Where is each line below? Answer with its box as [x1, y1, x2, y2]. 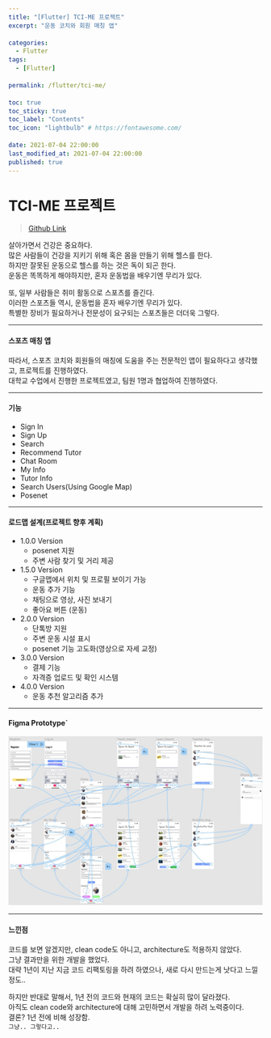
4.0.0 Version [19, 682, 65, 692]
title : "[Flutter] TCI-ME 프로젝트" [8, 13, 125, 21]
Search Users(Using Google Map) [19, 481, 133, 491]
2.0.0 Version [19, 614, 65, 624]
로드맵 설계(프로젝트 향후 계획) [8, 518, 103, 527]
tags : [8, 56, 27, 64]
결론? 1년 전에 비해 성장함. [8, 1012, 90, 1022]
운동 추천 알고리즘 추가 [31, 692, 104, 701]
